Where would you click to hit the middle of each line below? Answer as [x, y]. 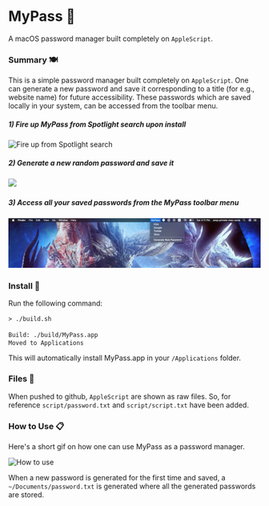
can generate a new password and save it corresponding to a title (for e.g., [131, 89]
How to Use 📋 [36, 426]
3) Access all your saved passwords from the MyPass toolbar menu [124, 202]
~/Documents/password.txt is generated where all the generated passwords [132, 486]
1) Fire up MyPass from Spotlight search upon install [97, 124]
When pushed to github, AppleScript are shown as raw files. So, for [120, 396]
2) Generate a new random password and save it [91, 163]
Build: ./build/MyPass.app [53, 335]
